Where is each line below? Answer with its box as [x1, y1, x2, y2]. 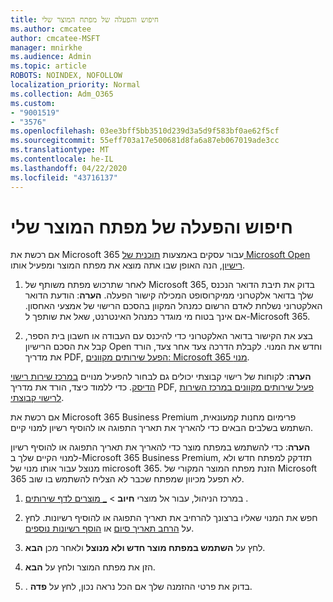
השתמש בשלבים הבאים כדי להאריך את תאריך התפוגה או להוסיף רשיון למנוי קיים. [10, 422, 314, 434]
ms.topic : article [10, 61, 87, 71]
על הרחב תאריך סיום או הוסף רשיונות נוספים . [24, 522, 195, 535]
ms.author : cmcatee [10, 24, 92, 34]
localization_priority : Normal [10, 80, 141, 90]
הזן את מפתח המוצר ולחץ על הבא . [24, 561, 156, 573]
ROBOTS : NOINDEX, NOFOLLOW [10, 71, 123, 81]
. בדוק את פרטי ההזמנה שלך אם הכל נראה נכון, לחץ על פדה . [24, 581, 253, 593]
